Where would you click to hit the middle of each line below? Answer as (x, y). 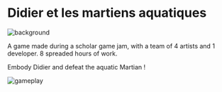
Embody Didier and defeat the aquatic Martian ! (77, 67)
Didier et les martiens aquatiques (107, 13)
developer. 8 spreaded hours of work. (62, 53)
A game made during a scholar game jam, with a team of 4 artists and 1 (111, 46)
